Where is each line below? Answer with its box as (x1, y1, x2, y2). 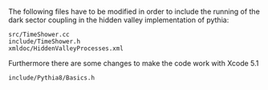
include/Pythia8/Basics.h (8, 74, 95, 82)
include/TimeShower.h (8, 37, 81, 45)
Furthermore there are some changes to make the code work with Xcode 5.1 (8, 59, 259, 68)
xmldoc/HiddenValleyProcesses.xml (8, 45, 124, 53)
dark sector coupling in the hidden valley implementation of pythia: (8, 15, 229, 25)
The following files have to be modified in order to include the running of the (8, 7, 261, 16)
